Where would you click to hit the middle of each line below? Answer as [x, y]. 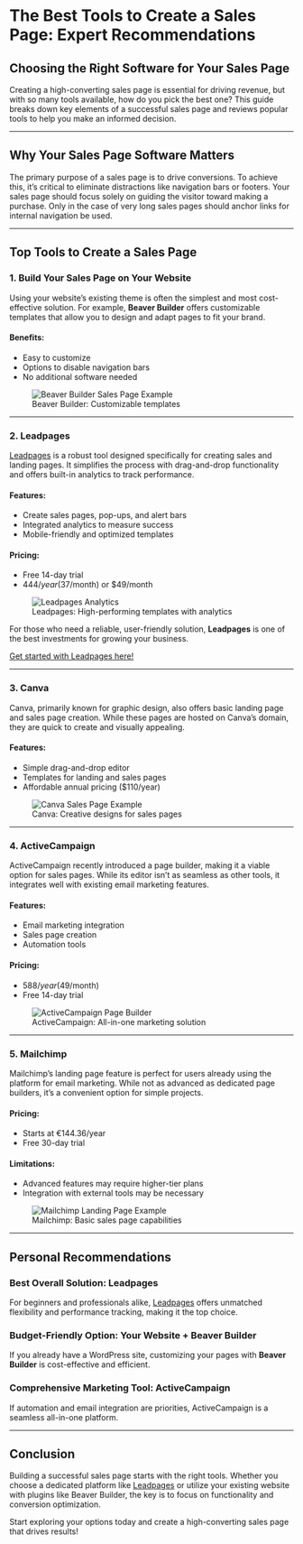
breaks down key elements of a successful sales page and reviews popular [149, 109]
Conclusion [42, 1454]
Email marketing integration [73, 925]
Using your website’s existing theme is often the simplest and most [133, 298]
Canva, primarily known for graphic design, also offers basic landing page [147, 707]
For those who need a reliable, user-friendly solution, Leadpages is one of [147, 629]
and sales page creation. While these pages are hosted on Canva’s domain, [149, 717]
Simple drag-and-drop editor [76, 767]
